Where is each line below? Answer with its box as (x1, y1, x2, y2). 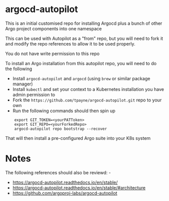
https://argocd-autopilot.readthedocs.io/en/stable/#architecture (12, 184, 146, 190)
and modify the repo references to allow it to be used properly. (5, 40, 136, 46)
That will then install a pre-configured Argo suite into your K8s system (5, 135, 151, 141)
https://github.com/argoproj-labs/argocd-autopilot (12, 190, 118, 196)
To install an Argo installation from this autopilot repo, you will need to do (5, 60, 157, 66)
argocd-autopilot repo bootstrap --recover (14, 126, 107, 131)
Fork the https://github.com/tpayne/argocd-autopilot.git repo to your (12, 97, 162, 103)
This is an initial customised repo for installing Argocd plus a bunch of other (5, 20, 162, 26)
